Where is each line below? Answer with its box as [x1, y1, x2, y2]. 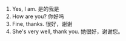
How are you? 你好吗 [12, 13, 65, 20]
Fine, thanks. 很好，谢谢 [12, 20, 73, 27]
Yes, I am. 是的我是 [12, 5, 59, 12]
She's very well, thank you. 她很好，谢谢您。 [12, 28, 124, 35]
